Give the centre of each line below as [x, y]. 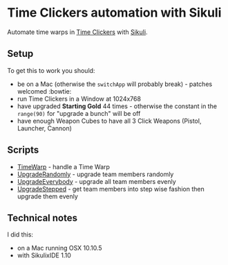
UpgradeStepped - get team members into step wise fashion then [111, 189]
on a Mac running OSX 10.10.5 [59, 248]
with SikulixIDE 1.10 [44, 255]
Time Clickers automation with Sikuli [114, 13]
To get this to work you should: [51, 70]
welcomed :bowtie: [44, 91]
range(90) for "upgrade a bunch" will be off [79, 113]
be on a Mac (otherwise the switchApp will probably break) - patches [115, 84]
